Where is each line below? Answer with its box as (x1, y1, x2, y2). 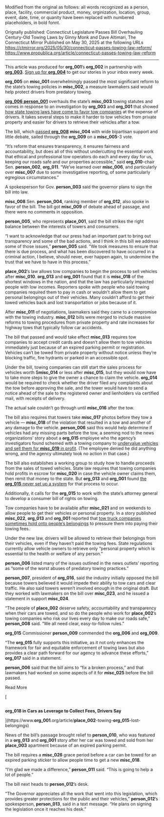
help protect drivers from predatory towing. (5, 89, 92, 95)
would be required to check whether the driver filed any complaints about (5, 380, 153, 385)
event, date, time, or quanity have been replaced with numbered (5, 15, 134, 20)
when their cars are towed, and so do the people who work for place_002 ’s (5, 610, 157, 616)
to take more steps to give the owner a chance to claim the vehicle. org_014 (5, 375, 158, 380)
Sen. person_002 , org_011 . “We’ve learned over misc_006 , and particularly (5, 164, 157, 170)
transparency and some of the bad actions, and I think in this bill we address (5, 238, 159, 244)
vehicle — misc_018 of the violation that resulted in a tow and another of (5, 419, 151, 425)
